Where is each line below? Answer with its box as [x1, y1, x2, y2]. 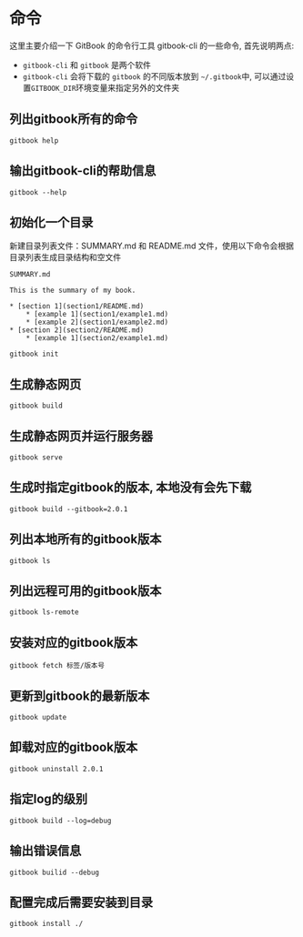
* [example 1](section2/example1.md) [25, 334, 169, 343]
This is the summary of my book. [9, 286, 136, 296]
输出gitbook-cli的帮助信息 [9, 163, 157, 178]
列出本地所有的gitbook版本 [9, 531, 162, 547]
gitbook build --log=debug [9, 816, 112, 825]
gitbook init [9, 349, 59, 359]
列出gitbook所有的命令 [9, 111, 138, 127]
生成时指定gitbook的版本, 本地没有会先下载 [9, 479, 252, 496]
